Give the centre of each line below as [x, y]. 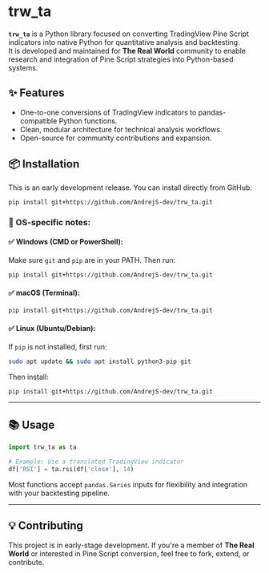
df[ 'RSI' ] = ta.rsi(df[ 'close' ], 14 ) [71, 470]
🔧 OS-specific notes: [49, 223]
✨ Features [36, 93]
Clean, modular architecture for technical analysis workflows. [121, 129]
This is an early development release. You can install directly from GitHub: [130, 188]
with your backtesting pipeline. [59, 493]
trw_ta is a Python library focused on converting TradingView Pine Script [129, 34]
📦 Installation [44, 164]
